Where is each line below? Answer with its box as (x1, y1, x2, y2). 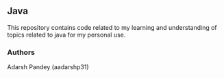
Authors (7, 47, 36, 57)
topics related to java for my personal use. (7, 31, 126, 39)
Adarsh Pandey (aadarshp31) (7, 63, 89, 71)
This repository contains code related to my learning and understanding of (7, 23, 217, 31)
